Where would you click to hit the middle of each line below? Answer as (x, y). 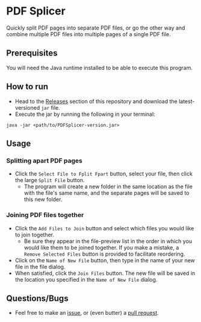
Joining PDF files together (45, 215)
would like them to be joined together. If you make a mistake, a (101, 247)
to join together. (34, 235)
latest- (187, 101)
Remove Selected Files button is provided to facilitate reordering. (104, 254)
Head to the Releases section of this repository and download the (96, 101)
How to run (27, 87)
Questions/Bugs (37, 298)
